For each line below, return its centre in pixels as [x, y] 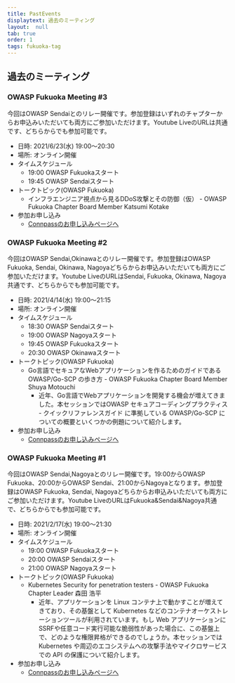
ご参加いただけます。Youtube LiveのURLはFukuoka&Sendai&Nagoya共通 [112, 501]
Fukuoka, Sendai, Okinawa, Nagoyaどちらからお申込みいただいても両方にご [116, 267]
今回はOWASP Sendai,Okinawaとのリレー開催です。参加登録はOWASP [109, 258]
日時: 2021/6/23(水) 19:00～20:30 [66, 146]
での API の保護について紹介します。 [91, 655]
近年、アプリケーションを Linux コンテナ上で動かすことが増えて [130, 602]
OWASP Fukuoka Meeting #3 [57, 97]
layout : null [28, 27]
